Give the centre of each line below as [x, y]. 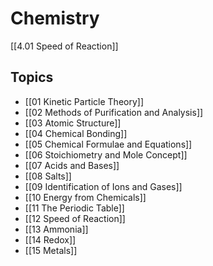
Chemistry [55, 18]
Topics [32, 77]
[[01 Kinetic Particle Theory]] [84, 101]
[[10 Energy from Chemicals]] [85, 197]
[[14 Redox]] [50, 239]
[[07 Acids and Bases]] [72, 165]
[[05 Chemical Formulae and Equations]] [108, 144]
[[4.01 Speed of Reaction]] [64, 46]
